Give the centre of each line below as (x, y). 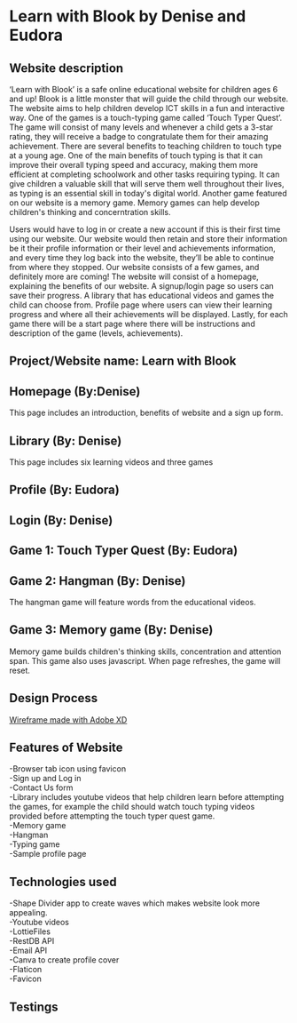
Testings (34, 1007)
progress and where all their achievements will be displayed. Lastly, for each (148, 314)
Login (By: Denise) (61, 520)
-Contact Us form (41, 787)
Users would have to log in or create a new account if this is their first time (145, 229)
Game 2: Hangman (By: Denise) (98, 581)
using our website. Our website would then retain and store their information (148, 239)
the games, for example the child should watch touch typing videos (132, 807)
